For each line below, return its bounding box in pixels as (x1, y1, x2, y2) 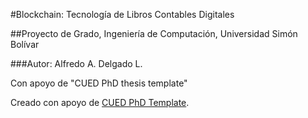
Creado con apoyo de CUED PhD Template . (10, 97, 190, 108)
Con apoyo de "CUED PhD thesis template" (10, 77, 188, 89)
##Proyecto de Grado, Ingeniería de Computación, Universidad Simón (10, 28, 298, 39)
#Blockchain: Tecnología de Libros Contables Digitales (10, 9, 235, 20)
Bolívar (10, 39, 40, 50)
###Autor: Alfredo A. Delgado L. (10, 58, 143, 69)
